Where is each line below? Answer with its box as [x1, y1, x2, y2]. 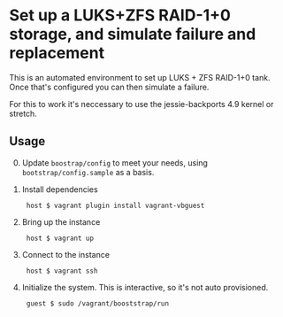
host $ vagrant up [26, 234, 95, 243]
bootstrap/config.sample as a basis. [21, 166, 155, 177]
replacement [9, 43, 104, 63]
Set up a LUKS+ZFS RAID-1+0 [9, 5, 232, 26]
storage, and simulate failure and [9, 24, 256, 44]
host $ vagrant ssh [26, 267, 98, 275]
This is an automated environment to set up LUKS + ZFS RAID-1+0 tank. [9, 72, 271, 82]
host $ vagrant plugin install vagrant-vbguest [26, 201, 205, 210]
